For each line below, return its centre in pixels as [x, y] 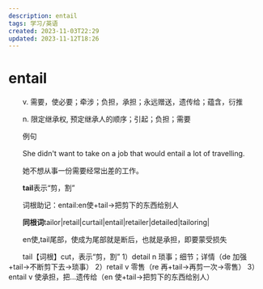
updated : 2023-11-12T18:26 [54, 38]
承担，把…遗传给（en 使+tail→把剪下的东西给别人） [128, 277]
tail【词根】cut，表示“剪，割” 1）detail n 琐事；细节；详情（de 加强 [134, 257]
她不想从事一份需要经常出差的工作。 [83, 171]
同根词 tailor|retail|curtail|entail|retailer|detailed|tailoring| [117, 223]
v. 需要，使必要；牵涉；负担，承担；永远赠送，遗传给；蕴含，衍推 [133, 102]
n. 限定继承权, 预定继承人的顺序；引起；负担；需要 [107, 119]
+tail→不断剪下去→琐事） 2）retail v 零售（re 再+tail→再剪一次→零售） [127, 267]
